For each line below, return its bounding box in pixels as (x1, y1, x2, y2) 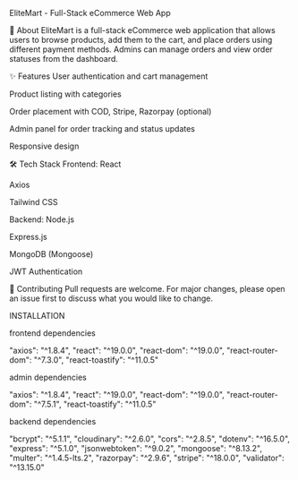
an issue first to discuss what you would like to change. (9, 293, 213, 304)
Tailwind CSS (9, 197, 58, 207)
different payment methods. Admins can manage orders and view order (9, 44, 273, 55)
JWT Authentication (9, 266, 83, 277)
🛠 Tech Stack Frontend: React (9, 159, 122, 169)
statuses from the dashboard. (9, 54, 119, 64)
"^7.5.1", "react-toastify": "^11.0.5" (33, 399, 157, 409)
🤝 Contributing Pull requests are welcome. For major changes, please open (9, 284, 285, 294)
